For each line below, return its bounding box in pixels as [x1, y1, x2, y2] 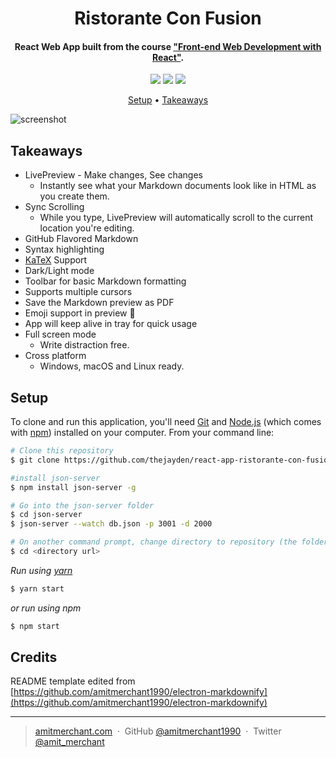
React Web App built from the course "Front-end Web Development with [14, 40, 322, 52]
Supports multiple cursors [24, 286, 133, 298]
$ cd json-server [10, 510, 83, 520]
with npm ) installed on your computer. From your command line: [10, 427, 275, 439]
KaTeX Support [24, 254, 88, 266]
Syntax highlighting [24, 243, 105, 256]
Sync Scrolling [24, 201, 85, 213]
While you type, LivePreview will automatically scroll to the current [39, 212, 314, 224]
